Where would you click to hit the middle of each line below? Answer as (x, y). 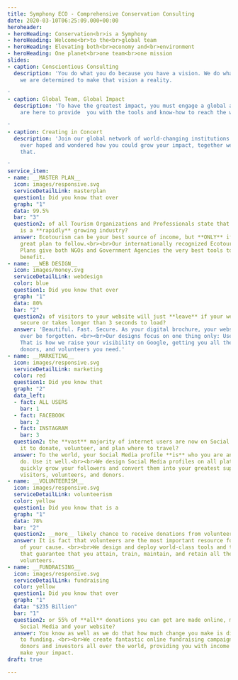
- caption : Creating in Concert (55, 132)
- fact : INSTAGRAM (41, 429)
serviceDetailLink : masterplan (60, 191)
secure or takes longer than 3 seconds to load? (93, 323)
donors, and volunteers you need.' (73, 349)
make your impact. (47, 653)
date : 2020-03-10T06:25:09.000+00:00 (63, 21)
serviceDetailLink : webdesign (58, 277)
